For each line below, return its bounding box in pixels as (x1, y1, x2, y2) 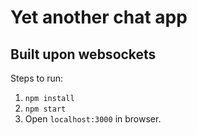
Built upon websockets (10, 46, 157, 63)
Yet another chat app (10, 6, 188, 29)
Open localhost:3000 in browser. (24, 113, 162, 125)
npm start (24, 104, 67, 114)
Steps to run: (10, 72, 64, 84)
